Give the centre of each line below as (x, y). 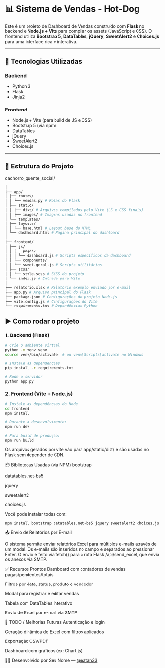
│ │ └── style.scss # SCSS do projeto (45, 274)
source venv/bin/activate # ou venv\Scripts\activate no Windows (74, 354)
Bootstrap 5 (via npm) (34, 125)
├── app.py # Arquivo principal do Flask (48, 292)
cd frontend (17, 409)
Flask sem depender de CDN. (35, 455)
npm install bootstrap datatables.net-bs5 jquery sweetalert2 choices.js (82, 523)
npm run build (20, 440)
